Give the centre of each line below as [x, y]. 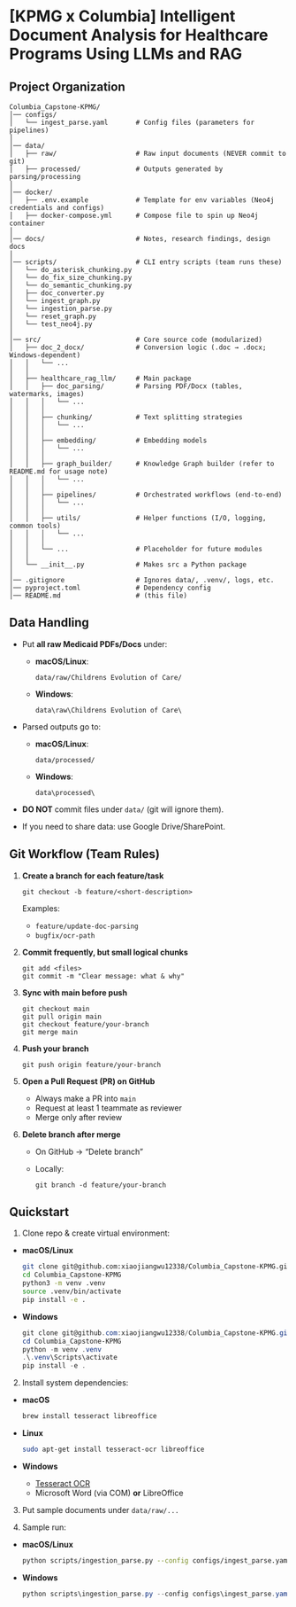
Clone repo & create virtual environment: [96, 1233]
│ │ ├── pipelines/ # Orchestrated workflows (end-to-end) [146, 495]
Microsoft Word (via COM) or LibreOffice [109, 1493]
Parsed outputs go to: [61, 726]
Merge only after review [78, 1117]
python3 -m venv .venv [64, 1283]
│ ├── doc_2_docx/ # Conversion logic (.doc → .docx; [138, 347]
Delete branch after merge [71, 1134]
